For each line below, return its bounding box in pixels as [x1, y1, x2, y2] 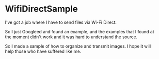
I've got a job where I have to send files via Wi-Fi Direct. [5, 19, 117, 25]
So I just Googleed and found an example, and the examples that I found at [5, 29, 154, 34]
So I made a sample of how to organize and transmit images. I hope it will [5, 43, 151, 49]
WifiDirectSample [5, 3, 78, 15]
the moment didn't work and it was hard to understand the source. [5, 34, 138, 40]
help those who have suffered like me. [5, 48, 81, 54]
